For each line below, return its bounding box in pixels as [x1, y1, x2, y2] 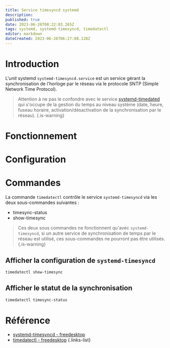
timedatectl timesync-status [5, 297, 68, 302]
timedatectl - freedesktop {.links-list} [12, 337, 91, 343]
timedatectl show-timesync [5, 270, 63, 275]
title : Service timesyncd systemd [5, 7, 79, 13]
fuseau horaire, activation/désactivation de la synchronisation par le [17, 107, 161, 113]
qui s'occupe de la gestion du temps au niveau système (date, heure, [17, 101, 164, 108]
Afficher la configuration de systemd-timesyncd [5, 256, 156, 264]
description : [5, 12, 33, 17]
